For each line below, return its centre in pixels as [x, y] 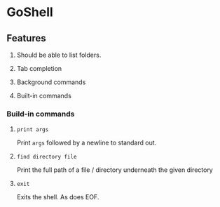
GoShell [30, 12]
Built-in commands [44, 96]
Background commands [51, 82]
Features [26, 38]
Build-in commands [41, 114]
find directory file [47, 157]
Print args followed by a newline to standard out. [87, 143]
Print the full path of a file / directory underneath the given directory [115, 170]
